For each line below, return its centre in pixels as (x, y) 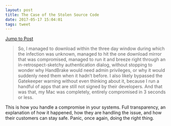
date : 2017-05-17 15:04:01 (34, 19)
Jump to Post (19, 39)
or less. (26, 97)
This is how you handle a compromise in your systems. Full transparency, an (86, 107)
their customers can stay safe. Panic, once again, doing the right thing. (80, 118)
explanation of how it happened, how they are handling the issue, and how (83, 113)
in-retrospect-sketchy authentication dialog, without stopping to (85, 65)
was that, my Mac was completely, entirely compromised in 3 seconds (92, 92)
